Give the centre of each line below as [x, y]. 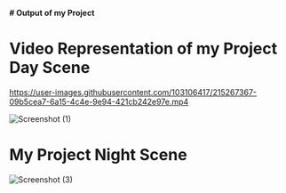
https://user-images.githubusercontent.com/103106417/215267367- [133, 92]
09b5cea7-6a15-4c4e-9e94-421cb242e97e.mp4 [99, 101]
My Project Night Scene [99, 155]
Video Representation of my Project [143, 49]
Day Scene [50, 68]
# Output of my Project [52, 13]
